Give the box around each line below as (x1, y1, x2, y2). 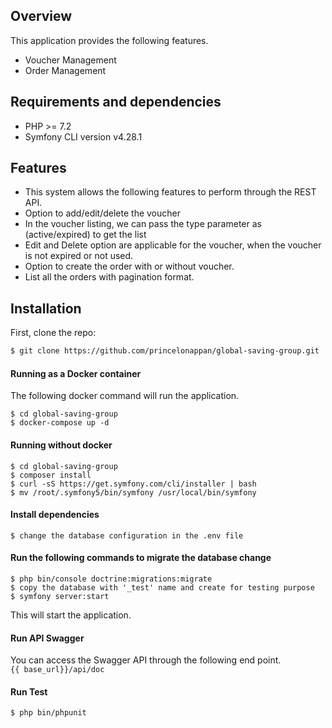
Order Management (24, 64, 107, 76)
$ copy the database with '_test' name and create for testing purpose (10, 582, 315, 593)
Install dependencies (10, 509, 100, 521)
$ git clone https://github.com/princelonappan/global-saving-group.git (10, 346, 320, 356)
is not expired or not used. (24, 250, 134, 262)
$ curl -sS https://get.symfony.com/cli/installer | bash (10, 479, 257, 489)
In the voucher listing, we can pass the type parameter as (24, 218, 262, 230)
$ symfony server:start (10, 591, 110, 601)
